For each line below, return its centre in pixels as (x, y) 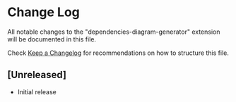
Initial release (37, 91)
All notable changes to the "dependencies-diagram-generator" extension (114, 32)
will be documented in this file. (52, 39)
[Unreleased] (37, 75)
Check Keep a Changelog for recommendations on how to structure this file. (118, 53)
